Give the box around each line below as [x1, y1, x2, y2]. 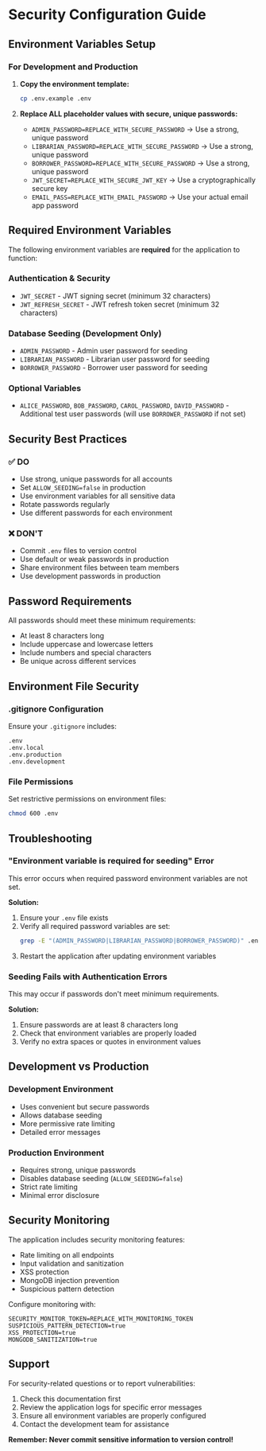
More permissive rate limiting [19, 1118, 115, 1128]
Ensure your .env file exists [19, 913, 109, 922]
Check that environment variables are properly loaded [19, 1028, 197, 1038]
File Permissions [8, 776, 74, 787]
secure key [31, 183, 68, 193]
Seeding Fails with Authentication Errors [8, 971, 168, 982]
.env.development [8, 758, 66, 766]
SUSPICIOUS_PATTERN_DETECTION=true [8, 1321, 126, 1330]
